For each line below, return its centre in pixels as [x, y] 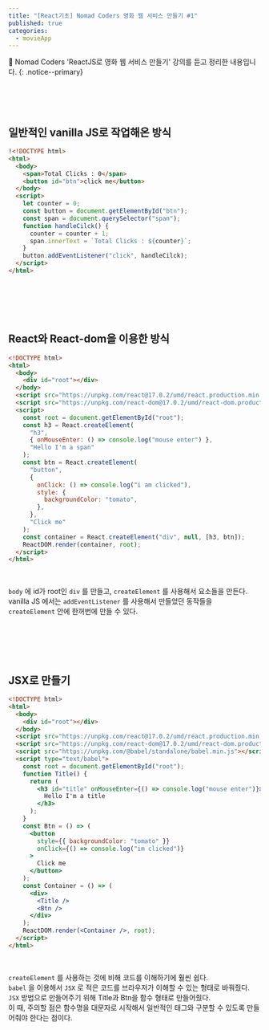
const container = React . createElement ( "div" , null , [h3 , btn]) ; [134, 537]
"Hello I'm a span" [62, 448]
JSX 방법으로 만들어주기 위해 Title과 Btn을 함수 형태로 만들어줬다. [109, 997]
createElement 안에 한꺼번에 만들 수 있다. [73, 612]
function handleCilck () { [66, 226]
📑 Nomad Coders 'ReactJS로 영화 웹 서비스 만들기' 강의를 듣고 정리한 [118, 62]
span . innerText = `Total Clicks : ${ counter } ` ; [110, 241]
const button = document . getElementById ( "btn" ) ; [105, 211]
